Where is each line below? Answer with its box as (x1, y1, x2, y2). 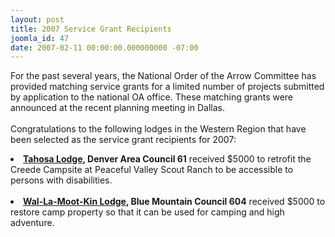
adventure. (10, 217, 55, 229)
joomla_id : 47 (10, 33, 70, 43)
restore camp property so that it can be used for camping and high (10, 206, 285, 218)
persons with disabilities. (10, 174, 113, 186)
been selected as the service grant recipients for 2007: (10, 134, 237, 146)
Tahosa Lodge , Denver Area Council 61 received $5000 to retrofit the (23, 153, 312, 165)
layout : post (10, 14, 65, 25)
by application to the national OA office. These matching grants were (10, 91, 294, 103)
